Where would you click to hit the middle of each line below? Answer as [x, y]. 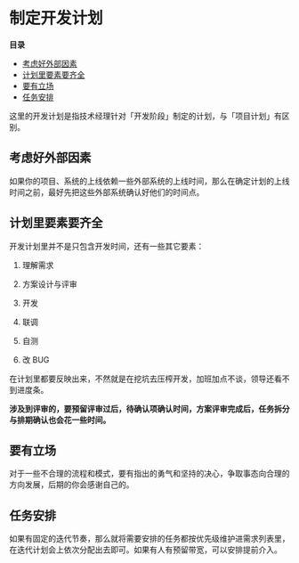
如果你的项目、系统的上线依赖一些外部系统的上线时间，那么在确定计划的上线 [149, 181]
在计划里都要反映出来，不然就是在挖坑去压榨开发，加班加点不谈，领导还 [141, 379]
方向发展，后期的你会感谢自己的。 [72, 485]
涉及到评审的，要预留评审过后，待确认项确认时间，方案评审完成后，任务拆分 [149, 408]
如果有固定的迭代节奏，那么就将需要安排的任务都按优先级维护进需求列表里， [149, 539]
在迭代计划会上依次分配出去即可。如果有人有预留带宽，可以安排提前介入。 [145, 550]
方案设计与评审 [49, 284]
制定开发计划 [57, 18]
